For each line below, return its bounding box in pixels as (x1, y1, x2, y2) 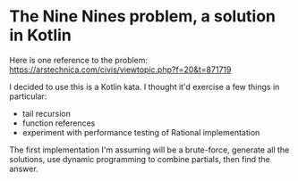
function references (21, 118, 96, 128)
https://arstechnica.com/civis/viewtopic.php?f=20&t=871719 (9, 64, 232, 75)
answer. (9, 163, 38, 174)
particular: (9, 91, 47, 102)
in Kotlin (9, 25, 72, 45)
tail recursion (21, 108, 72, 119)
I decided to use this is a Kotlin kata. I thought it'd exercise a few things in (9, 81, 280, 92)
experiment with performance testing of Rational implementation (21, 127, 260, 137)
